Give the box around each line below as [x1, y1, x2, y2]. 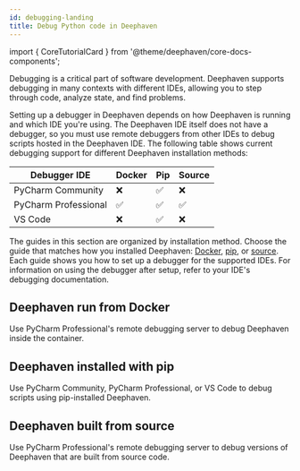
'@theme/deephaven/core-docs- [129, 46, 253, 56]
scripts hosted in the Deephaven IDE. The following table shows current [9, 138, 273, 149]
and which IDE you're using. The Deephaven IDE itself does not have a [9, 118, 269, 130]
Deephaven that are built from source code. [9, 451, 170, 462]
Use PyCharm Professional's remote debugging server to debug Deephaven [9, 323, 289, 334]
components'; [9, 56, 61, 66]
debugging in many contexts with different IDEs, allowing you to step [9, 82, 262, 93]
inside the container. [9, 333, 85, 344]
